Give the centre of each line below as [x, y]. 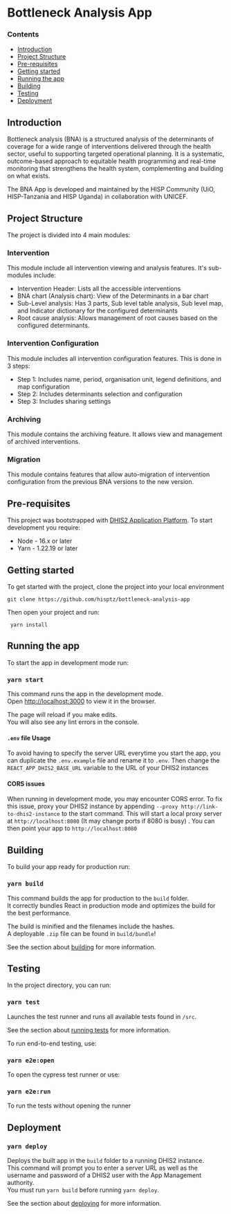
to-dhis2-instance [34, 814]
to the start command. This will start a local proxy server [142, 814]
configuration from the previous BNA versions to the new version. [101, 482]
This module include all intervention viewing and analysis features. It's [107, 268]
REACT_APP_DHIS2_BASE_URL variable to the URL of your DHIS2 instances [108, 768]
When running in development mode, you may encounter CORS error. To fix [115, 799]
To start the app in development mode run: [68, 662]
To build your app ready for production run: [69, 867]
